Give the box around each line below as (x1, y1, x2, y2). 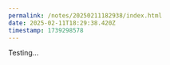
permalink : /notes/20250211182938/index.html (8, 11, 162, 20)
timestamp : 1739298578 (8, 26, 84, 34)
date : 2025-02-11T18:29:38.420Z (8, 19, 116, 27)
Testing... (8, 48, 39, 58)
